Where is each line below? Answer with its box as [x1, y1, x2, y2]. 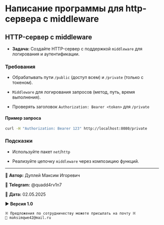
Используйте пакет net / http [12, 149, 71, 154]
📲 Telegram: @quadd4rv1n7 [5, 182, 62, 188]
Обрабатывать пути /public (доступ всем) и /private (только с [12, 75, 144, 80]
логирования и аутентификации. [12, 51, 80, 57]
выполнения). [12, 94, 41, 100]
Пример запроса [5, 115, 41, 121]
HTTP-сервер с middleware [5, 33, 92, 41]
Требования [5, 63, 36, 70]
